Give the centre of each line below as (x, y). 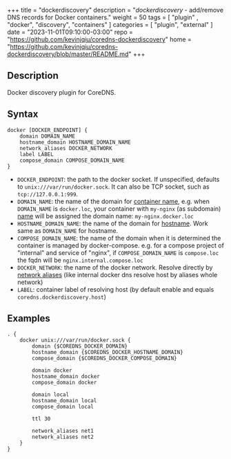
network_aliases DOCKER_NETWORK (66, 148)
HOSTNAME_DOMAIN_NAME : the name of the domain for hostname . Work (112, 223)
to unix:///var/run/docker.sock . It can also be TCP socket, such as (113, 187)
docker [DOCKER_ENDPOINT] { (48, 130)
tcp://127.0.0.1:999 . (47, 194)
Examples (29, 318)
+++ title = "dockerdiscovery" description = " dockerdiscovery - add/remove (115, 10)
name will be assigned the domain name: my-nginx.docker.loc (106, 216)
